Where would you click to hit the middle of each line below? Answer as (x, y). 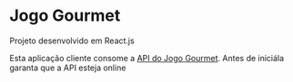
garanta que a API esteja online (68, 68)
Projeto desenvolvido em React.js (72, 41)
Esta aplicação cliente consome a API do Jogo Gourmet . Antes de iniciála (147, 58)
